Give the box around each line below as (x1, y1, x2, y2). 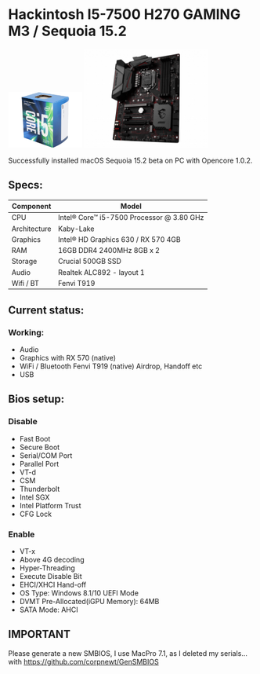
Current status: (8, 303, 85, 317)
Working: (8, 327, 45, 338)
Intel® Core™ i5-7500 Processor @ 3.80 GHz (58, 213, 204, 222)
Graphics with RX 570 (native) (19, 353, 116, 362)
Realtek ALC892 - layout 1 (58, 267, 145, 277)
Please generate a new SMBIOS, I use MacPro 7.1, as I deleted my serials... (8, 648, 248, 658)
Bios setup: (8, 393, 65, 406)
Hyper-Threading (19, 563, 76, 573)
